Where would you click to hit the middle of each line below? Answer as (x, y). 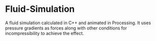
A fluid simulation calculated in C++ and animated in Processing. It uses (78, 23)
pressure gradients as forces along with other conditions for (66, 28)
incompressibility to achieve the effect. (44, 33)
